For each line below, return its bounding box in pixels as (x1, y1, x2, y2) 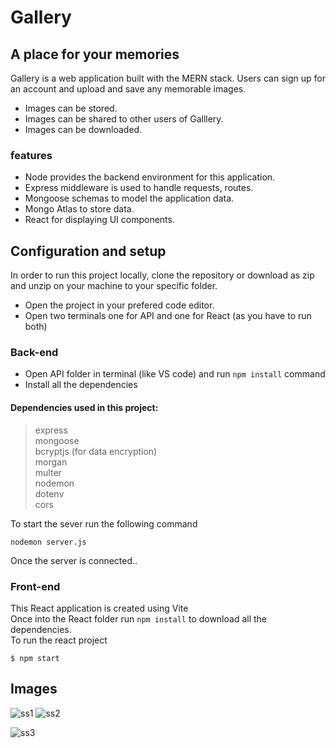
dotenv (34, 487, 65, 500)
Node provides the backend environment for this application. (24, 171, 276, 183)
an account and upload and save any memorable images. (10, 83, 247, 95)
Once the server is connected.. (10, 554, 138, 566)
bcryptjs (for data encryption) (34, 445, 158, 457)
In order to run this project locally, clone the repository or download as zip (10, 269, 315, 281)
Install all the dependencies (24, 379, 138, 391)
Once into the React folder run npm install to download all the (10, 612, 268, 625)
